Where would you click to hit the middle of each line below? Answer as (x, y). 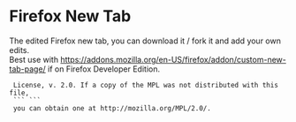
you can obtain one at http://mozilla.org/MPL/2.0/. (112, 108)
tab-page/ (27, 69)
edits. (19, 50)
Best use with (34, 59)
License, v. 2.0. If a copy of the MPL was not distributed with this (145, 85)
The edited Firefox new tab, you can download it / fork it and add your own (145, 41)
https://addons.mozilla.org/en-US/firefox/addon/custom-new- (174, 59)
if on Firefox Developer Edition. (104, 69)
